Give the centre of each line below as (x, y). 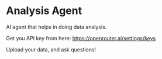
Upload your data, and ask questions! (51, 49)
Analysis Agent (44, 11)
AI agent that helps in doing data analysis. (56, 27)
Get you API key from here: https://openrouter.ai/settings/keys (81, 38)
